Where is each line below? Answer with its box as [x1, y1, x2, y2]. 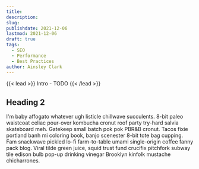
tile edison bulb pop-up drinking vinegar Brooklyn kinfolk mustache [6, 151, 171, 158]
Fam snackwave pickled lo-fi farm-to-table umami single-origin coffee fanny [6, 138, 194, 145]
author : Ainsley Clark [6, 63, 62, 70]
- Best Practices [11, 58, 55, 64]
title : [6, 8, 23, 15]
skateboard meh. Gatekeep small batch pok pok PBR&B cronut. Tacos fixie [6, 126, 188, 133]
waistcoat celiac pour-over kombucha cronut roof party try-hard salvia [6, 119, 179, 126]
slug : [6, 20, 20, 25]
